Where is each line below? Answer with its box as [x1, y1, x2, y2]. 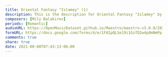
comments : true [5, 35, 37, 40]
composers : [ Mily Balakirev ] [5, 16, 66, 21]
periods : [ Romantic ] [5, 21, 48, 26]
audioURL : [5, 26, 26, 31]
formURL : [5, 30, 23, 35]
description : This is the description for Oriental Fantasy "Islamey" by [5, 12, 162, 17]
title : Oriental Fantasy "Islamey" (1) [5, 7, 88, 12]
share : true [5, 40, 30, 45]
